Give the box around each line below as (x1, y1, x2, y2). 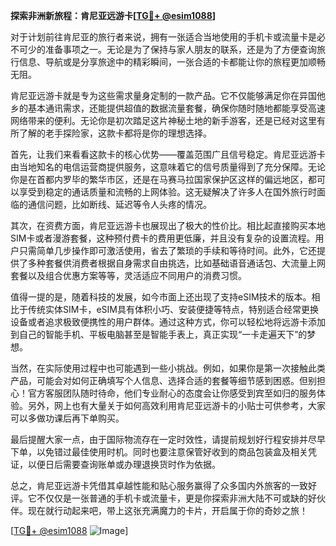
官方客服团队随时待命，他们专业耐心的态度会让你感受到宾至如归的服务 (27, 387, 317, 399)
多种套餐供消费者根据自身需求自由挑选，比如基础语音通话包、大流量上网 (27, 257, 326, 269)
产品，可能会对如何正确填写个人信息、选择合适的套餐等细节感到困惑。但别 (10, 375, 317, 386)
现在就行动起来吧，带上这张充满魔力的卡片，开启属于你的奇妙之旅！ (27, 505, 308, 516)
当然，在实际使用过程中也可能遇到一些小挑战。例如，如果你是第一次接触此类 (10, 362, 326, 374)
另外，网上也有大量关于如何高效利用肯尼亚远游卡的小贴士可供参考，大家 (27, 400, 326, 411)
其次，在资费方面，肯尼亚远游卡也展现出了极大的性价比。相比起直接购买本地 (10, 220, 326, 231)
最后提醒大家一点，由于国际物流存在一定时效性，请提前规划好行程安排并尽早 (10, 434, 326, 445)
